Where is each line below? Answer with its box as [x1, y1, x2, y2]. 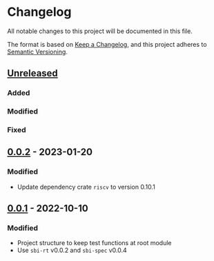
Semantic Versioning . [7, 48, 68, 56]
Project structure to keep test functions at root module [17, 239, 172, 247]
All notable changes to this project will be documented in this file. [7, 27, 193, 35]
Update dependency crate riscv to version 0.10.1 [17, 182, 155, 191]
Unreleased [7, 67, 59, 79]
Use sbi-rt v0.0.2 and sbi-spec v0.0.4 [17, 246, 128, 255]
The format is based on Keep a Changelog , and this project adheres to [7, 40, 207, 48]
